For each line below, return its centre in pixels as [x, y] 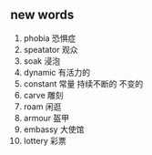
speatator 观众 [51, 49]
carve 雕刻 [43, 95]
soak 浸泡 [42, 61]
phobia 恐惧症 [50, 38]
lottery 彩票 [45, 140]
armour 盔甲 [46, 118]
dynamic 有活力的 [57, 72]
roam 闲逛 [42, 106]
